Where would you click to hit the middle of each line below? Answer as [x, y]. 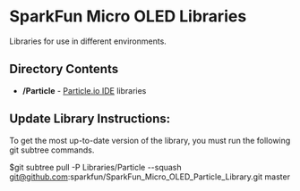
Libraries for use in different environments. [88, 41]
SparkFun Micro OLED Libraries [128, 17]
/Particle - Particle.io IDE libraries [84, 90]
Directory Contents [64, 69]
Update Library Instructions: [90, 119]
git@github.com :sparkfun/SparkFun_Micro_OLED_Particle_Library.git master [150, 177]
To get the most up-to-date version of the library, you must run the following [150, 140]
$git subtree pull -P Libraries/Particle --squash [95, 167]
